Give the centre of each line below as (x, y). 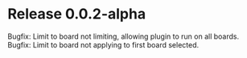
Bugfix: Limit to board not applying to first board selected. (103, 44)
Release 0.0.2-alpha (77, 14)
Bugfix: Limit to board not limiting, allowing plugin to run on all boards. (123, 36)
